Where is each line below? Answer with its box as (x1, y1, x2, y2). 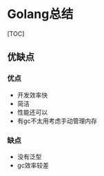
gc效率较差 (17, 161, 50, 169)
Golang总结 (7, 6, 74, 22)
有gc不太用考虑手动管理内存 (17, 117, 98, 125)
